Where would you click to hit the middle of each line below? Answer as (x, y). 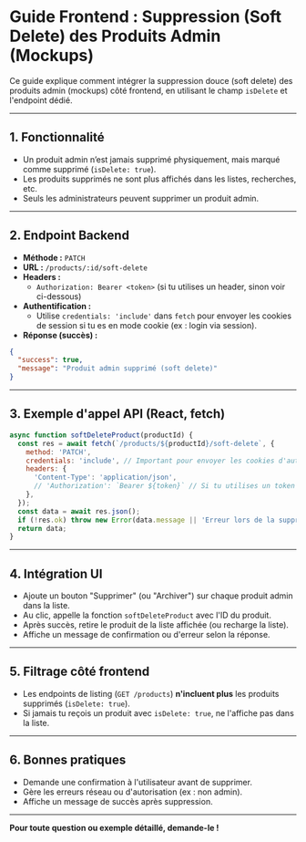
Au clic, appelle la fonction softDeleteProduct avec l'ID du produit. (147, 615)
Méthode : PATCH (54, 257)
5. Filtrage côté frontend (80, 672)
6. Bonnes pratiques (68, 760)
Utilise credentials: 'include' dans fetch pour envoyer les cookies (164, 316)
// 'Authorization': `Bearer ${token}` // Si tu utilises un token (164, 486)
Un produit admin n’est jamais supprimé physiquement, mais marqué (151, 159)
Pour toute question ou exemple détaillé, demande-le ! (114, 827)
